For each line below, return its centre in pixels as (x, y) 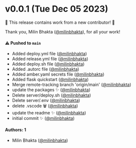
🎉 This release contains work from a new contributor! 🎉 (60, 22)
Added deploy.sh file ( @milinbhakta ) (48, 64)
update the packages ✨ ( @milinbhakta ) (51, 90)
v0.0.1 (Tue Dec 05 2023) (57, 9)
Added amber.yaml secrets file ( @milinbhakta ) (58, 74)
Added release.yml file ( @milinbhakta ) (50, 59)
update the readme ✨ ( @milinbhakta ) (49, 113)
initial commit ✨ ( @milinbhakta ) (43, 118)
